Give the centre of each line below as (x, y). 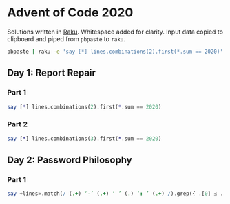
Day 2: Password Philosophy (70, 160)
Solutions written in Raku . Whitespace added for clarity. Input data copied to (115, 32)
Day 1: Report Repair (52, 73)
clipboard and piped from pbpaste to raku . (66, 38)
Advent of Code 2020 (70, 13)
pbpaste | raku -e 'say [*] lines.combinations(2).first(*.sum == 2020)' (115, 52)
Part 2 (18, 124)
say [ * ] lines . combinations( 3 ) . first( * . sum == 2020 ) (84, 139)
